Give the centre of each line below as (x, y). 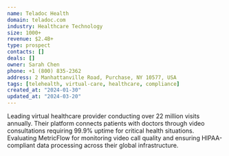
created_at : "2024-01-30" (44, 90)
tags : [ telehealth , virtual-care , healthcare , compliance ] (94, 84)
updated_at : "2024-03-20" (44, 97)
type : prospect (29, 45)
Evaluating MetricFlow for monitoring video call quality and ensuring (104, 138)
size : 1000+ (24, 33)
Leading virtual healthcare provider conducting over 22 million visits (103, 116)
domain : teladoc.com (37, 20)
